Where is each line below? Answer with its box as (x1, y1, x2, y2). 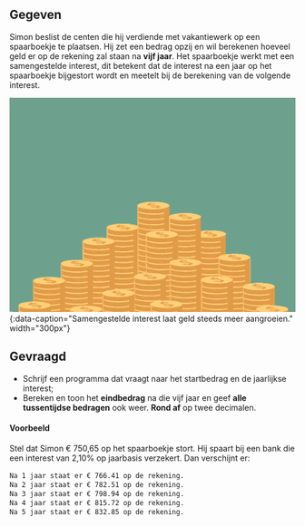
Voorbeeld (9, 423, 50, 433)
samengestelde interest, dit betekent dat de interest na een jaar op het (9, 60, 272, 71)
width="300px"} (9, 322, 71, 334)
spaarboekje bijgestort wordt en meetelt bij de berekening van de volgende (9, 70, 291, 81)
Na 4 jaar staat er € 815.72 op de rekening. (9, 498, 184, 507)
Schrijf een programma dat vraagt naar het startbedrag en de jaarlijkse (22, 373, 288, 384)
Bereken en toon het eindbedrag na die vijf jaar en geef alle (22, 392, 247, 403)
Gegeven (9, 7, 62, 23)
